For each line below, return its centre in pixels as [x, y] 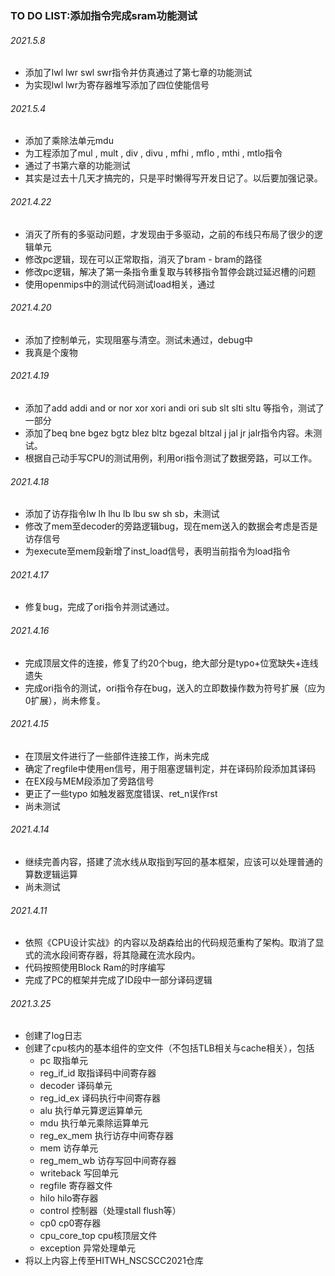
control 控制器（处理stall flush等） [110, 1211]
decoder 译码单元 [76, 1086]
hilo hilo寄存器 [69, 1198]
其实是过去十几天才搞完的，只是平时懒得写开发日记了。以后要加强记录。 [173, 178]
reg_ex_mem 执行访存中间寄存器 [106, 1136]
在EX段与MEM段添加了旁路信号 [89, 781]
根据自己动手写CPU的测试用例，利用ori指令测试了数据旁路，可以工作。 [171, 458]
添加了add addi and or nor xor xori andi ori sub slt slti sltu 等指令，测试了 [174, 408]
